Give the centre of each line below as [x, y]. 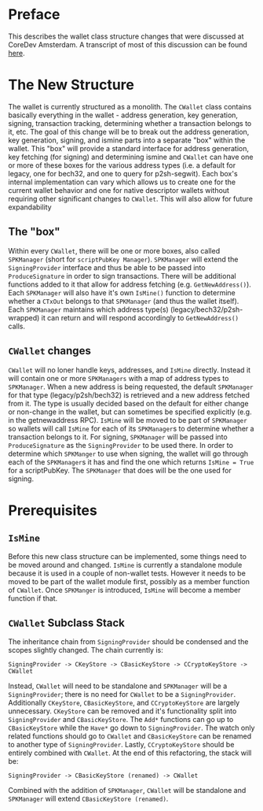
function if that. [33, 598]
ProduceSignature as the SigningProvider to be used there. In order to [121, 445]
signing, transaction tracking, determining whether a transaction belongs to [130, 123]
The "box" [34, 232]
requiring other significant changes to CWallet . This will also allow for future [131, 198]
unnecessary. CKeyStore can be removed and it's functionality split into [122, 711]
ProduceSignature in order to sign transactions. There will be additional [122, 276]
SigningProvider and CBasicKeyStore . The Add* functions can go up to [121, 720]
